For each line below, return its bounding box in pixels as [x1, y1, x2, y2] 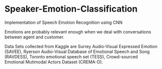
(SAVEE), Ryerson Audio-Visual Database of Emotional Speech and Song [4, 49, 150, 54]
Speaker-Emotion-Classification [4, 3, 138, 15]
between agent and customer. [4, 34, 65, 40]
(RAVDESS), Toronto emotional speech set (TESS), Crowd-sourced [4, 53, 138, 59]
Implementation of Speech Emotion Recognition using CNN [4, 19, 123, 25]
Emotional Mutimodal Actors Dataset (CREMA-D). [4, 59, 103, 65]
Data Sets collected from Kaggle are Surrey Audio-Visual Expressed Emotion [4, 43, 158, 49]
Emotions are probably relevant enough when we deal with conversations [4, 29, 151, 34]
